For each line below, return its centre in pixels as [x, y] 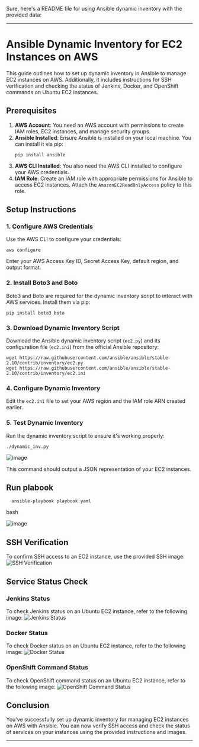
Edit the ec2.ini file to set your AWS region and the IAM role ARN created [96, 401]
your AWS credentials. [42, 172]
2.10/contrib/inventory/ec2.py [45, 363]
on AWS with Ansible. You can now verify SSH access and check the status [98, 726]
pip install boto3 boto [36, 313]
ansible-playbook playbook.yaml [52, 501]
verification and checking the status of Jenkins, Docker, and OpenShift [92, 86]
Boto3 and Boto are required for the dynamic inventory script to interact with [99, 296]
